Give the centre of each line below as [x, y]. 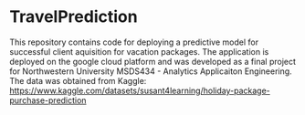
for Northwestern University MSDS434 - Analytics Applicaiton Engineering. [151, 71]
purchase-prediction [48, 100]
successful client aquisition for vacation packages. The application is [139, 51]
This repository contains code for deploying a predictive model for [134, 42]
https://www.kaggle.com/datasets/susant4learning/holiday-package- [140, 90]
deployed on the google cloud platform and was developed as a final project [153, 61]
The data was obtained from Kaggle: [78, 80]
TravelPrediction [74, 17]
